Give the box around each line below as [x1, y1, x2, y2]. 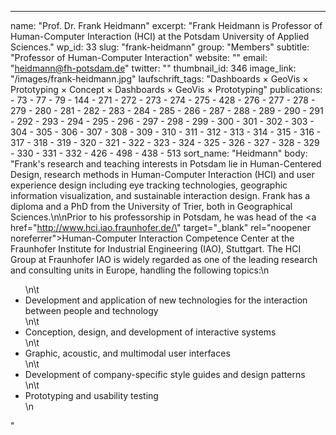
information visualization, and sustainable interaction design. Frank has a [10, 190, 311, 201]
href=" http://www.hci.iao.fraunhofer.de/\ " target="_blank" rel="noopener [10, 222, 312, 233]
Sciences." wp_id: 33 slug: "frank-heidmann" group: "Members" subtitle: [10, 41, 310, 53]
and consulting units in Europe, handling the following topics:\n [10, 264, 270, 276]
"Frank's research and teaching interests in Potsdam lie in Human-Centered [10, 158, 322, 170]
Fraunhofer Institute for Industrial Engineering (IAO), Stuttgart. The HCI [10, 243, 302, 255]
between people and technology [24, 305, 159, 316]
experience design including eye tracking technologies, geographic [10, 179, 288, 191]
